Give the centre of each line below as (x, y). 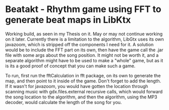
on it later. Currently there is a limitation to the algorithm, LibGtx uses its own (84, 39)
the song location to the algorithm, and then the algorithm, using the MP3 (81, 97)
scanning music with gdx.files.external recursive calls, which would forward (84, 91)
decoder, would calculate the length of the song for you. (64, 102)
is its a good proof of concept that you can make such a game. (70, 66)
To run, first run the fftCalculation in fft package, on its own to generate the (83, 75)
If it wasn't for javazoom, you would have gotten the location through (77, 86)
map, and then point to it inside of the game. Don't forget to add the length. (83, 81)
